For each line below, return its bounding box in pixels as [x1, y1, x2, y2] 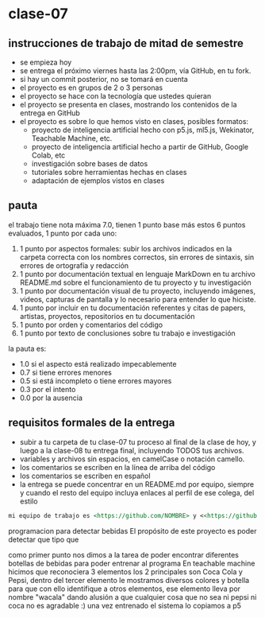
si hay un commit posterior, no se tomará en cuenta [19, 75, 188, 84]
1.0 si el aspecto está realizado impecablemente [19, 359, 177, 368]
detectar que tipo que [8, 534, 79, 544]
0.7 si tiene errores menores [19, 367, 113, 377]
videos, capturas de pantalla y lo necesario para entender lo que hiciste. [19, 294, 256, 304]
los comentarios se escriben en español [19, 471, 151, 480]
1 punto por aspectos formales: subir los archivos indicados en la [19, 243, 232, 253]
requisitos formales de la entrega [8, 416, 175, 429]
